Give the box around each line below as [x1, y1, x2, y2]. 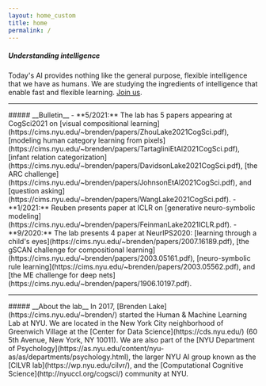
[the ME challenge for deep [8, 270, 97, 280]
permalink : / [8, 26, 51, 34]
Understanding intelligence [8, 51, 101, 60]
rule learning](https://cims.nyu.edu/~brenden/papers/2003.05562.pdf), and [8, 262, 256, 272]
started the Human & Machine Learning [118, 310, 248, 319]
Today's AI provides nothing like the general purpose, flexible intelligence [8, 71, 248, 80]
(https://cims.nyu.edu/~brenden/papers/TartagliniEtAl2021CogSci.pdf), [8, 144, 240, 154]
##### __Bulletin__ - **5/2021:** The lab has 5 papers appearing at [8, 110, 233, 120]
